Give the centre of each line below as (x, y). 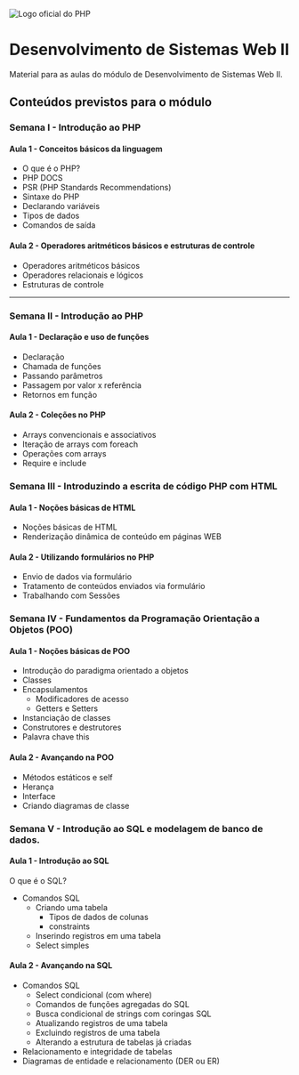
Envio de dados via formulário (77, 577)
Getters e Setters (67, 708)
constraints (69, 926)
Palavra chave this (56, 737)
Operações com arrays (64, 453)
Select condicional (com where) (94, 994)
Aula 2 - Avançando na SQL (61, 966)
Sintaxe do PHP (51, 197)
